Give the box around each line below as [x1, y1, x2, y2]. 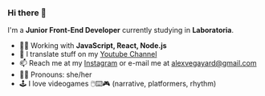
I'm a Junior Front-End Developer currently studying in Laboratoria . [7, 26, 234, 35]
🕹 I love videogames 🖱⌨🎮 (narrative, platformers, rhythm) [18, 79, 217, 89]
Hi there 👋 [7, 7, 47, 18]
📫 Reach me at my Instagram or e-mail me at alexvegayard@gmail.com [18, 58, 257, 68]
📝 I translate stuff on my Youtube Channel [18, 50, 157, 59]
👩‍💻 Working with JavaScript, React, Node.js [18, 41, 167, 50]
